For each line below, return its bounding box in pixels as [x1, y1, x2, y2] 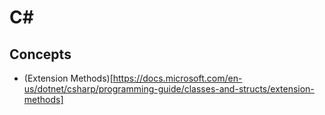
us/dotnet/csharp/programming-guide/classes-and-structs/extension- [23, 83, 315, 95]
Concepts [9, 46, 72, 63]
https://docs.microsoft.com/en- [112, 72, 243, 84]
